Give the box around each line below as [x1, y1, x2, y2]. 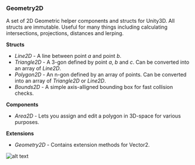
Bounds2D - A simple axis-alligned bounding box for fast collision [14, 84, 173, 91]
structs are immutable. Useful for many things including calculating [6, 23, 168, 30]
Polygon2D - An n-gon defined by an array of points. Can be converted [14, 71, 187, 78]
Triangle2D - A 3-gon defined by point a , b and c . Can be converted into [14, 59, 190, 66]
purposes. [14, 119, 40, 126]
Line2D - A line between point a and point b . [14, 53, 122, 60]
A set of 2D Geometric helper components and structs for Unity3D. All [6, 18, 175, 25]
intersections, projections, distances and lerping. [6, 30, 124, 37]
